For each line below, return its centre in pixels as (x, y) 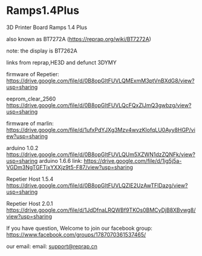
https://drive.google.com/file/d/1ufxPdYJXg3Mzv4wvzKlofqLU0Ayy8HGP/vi (101, 130)
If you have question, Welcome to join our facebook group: (80, 228)
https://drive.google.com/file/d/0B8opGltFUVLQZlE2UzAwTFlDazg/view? (97, 185)
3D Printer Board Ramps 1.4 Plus (47, 27)
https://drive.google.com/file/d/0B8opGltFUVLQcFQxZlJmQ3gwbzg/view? (99, 105)
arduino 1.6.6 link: (61, 160)
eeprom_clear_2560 (31, 99)
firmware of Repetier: (33, 74)
